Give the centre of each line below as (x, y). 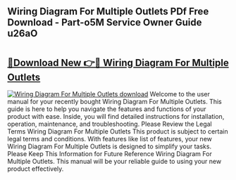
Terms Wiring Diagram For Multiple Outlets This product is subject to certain (118, 131)
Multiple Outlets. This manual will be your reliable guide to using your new (114, 161)
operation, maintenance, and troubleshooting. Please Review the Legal (110, 124)
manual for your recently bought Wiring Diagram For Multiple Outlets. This (114, 102)
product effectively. (36, 169)
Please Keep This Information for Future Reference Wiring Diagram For (110, 154)
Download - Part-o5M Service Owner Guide (105, 23)
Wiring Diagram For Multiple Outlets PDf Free (108, 12)
